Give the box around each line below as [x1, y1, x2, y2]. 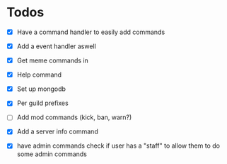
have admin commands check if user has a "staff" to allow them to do [16, 141, 221, 150]
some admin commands [16, 150, 88, 158]
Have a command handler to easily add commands [16, 28, 165, 36]
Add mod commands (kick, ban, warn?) [16, 113, 132, 121]
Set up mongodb [16, 84, 66, 93]
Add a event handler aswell [16, 42, 96, 50]
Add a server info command [16, 127, 98, 136]
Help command [16, 70, 62, 79]
